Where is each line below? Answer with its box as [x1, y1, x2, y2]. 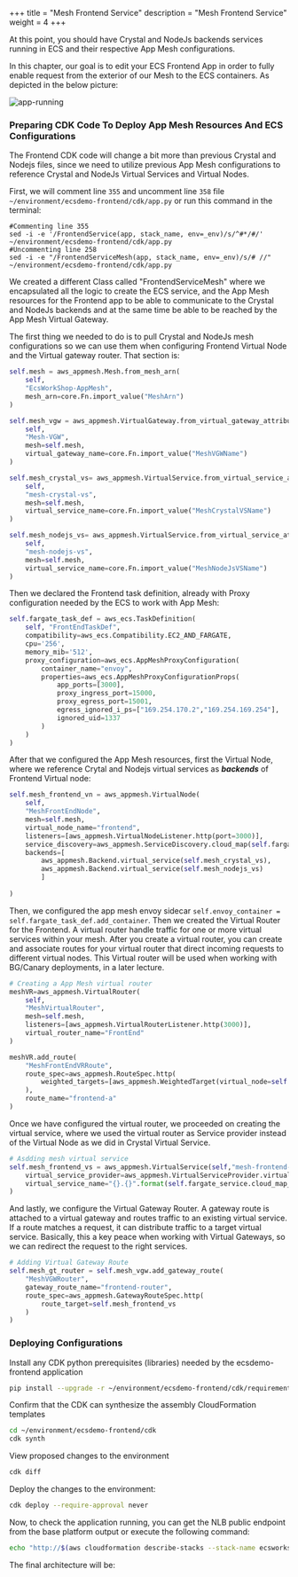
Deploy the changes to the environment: [9, 1484, 156, 1495]
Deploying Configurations [9, 1337, 123, 1349]
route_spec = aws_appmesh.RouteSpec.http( [25, 1069, 176, 1079]
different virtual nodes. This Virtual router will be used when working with [9, 953, 278, 963]
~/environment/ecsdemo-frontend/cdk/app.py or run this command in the [9, 195, 273, 207]
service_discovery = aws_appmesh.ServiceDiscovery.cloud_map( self [25, 840, 268, 849]
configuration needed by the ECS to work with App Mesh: [9, 598, 220, 608]
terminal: [9, 205, 42, 216]
